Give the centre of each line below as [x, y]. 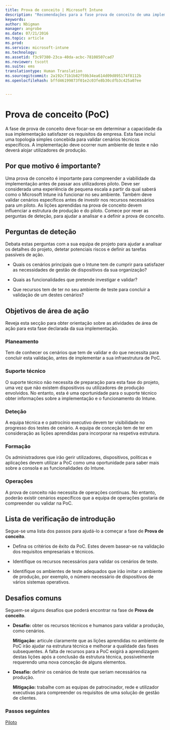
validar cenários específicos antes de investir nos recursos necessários [80, 200]
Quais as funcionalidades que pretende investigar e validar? [75, 280]
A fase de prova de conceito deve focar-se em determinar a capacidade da [84, 128]
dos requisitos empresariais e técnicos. [53, 552]
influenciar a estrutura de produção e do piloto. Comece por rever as [77, 210]
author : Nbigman [22, 24]
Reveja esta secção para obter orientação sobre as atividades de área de [81, 323]
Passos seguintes [28, 711]
